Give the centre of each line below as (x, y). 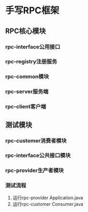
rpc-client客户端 (26, 107)
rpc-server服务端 (27, 91)
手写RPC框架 (32, 10)
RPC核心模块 (25, 31)
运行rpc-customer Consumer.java (48, 204)
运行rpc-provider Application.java (48, 198)
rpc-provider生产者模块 (35, 171)
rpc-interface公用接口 (33, 46)
